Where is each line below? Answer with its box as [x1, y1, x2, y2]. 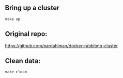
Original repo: [5, 30, 47, 38]
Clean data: [5, 57, 41, 65]
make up [5, 16, 21, 21]
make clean [5, 70, 27, 75]
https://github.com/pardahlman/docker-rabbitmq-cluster [5, 43, 118, 48]
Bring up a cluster [5, 4, 60, 12]
